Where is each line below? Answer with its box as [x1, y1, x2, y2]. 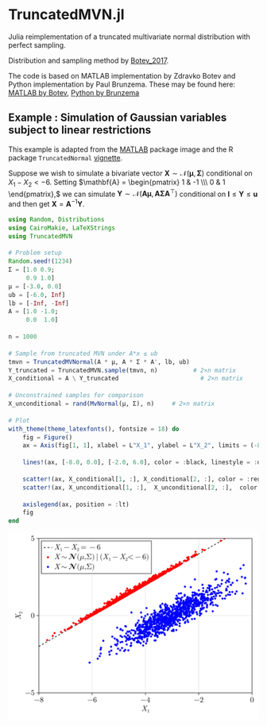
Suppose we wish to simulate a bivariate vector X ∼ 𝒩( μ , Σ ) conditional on [8, 168, 253, 178]
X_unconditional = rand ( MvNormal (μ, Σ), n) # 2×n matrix [8, 400, 215, 408]
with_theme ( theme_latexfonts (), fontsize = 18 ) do [8, 425, 180, 433]
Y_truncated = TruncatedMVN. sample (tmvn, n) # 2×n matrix [8, 366, 237, 374]
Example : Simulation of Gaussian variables [8, 111, 227, 125]
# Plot [8, 416, 30, 424]
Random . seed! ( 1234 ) [8, 257, 73, 265]
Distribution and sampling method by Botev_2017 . [8, 56, 169, 65]
